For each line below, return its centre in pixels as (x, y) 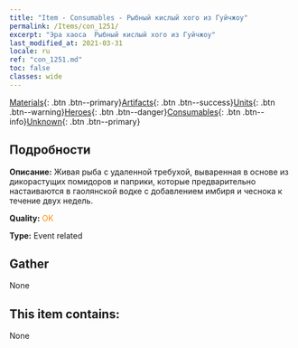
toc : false (30, 69)
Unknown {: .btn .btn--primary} (84, 121)
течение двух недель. (51, 201)
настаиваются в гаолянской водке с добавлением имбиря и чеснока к (146, 191)
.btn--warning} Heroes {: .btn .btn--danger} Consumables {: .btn (125, 112)
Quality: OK (32, 218)
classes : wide (36, 77)
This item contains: (65, 314)
